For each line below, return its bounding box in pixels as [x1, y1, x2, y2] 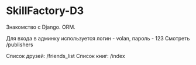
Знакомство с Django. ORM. [6, 23, 76, 30]
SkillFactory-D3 [6, 4, 84, 18]
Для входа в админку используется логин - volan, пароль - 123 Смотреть [6, 35, 190, 42]
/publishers [6, 41, 33, 48]
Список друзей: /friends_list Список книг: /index [6, 52, 126, 59]
